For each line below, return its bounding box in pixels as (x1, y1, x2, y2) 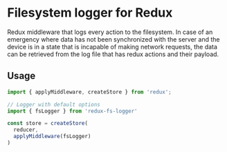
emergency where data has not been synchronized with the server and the (7, 35, 220, 43)
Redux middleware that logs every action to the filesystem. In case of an (7, 28, 213, 36)
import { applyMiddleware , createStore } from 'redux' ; (7, 88, 172, 95)
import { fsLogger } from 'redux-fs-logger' (7, 108, 138, 115)
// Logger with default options (7, 101, 100, 108)
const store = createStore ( (7, 120, 89, 127)
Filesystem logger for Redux (7, 5, 173, 21)
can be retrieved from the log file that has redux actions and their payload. (7, 50, 219, 58)
